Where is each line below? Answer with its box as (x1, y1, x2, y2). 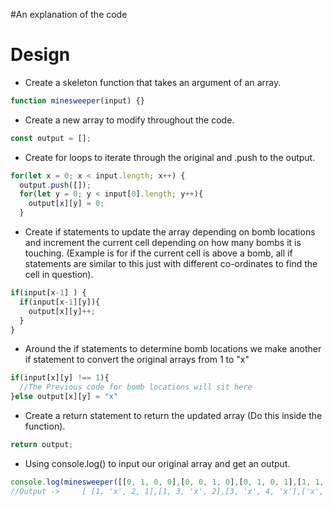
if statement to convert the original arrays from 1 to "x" (24, 354, 250, 366)
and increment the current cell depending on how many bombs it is (24, 237, 302, 249)
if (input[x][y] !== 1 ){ (10, 373, 110, 383)
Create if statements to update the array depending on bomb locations (24, 226, 316, 238)
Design (10, 44, 71, 66)
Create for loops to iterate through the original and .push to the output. (24, 151, 316, 163)
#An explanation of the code (10, 9, 128, 20)
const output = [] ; (10, 133, 92, 143)
